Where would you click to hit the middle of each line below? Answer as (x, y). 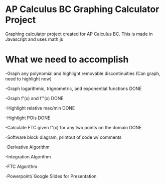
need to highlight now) (28, 78)
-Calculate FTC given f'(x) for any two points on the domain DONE (73, 127)
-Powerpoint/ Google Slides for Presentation (51, 176)
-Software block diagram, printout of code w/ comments (63, 137)
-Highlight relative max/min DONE (40, 108)
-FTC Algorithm (21, 166)
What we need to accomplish (67, 60)
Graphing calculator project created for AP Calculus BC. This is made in (79, 34)
